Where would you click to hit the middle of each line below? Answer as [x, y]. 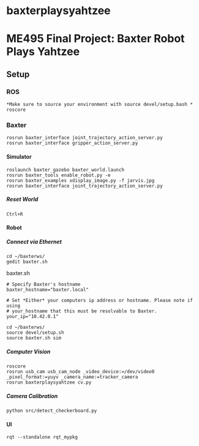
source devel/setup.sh [35, 333]
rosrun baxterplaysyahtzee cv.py [49, 383]
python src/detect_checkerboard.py [52, 411]
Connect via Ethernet [34, 241]
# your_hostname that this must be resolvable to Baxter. [82, 311]
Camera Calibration [32, 396]
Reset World [22, 199]
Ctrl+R [15, 214]
